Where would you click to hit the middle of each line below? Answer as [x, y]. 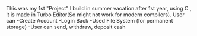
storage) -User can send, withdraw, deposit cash [66, 27]
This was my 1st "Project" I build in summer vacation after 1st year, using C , [99, 8]
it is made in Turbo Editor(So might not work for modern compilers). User [96, 15]
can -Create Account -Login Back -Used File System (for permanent [90, 21]
